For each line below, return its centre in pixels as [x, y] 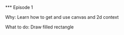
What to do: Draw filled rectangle [40, 27]
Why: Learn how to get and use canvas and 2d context [62, 17]
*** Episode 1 [19, 7]
